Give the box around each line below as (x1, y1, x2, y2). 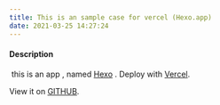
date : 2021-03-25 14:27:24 (9, 21, 109, 30)
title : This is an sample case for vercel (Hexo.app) (9, 12, 213, 22)
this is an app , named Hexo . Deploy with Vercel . (11, 69, 191, 79)
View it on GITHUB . (9, 85, 80, 96)
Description (9, 49, 54, 60)
